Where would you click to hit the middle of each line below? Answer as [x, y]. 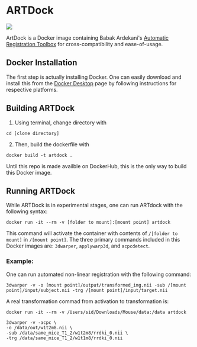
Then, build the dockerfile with [52, 144]
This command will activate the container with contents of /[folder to [92, 233]
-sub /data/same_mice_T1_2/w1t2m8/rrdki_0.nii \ [67, 333]
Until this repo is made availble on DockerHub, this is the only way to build [96, 166]
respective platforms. [32, 89]
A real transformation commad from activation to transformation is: [88, 301]
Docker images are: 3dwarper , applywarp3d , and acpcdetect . [78, 246]
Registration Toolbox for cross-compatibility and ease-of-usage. [85, 44]
